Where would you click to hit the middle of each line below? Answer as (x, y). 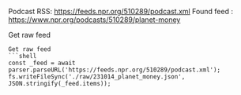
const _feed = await (42, 63)
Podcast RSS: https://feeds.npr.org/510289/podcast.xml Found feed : (120, 11)
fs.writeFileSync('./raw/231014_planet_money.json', (97, 77)
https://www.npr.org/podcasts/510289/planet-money (94, 20)
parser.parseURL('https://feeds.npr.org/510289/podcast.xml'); (115, 70)
